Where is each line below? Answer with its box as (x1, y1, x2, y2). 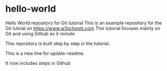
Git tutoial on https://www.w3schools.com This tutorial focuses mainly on (5, 25, 160, 31)
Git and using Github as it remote (5, 30, 75, 37)
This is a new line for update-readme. (5, 50, 85, 56)
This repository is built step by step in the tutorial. (5, 40, 110, 46)
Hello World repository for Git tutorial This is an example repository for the (5, 20, 162, 26)
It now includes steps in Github (5, 60, 71, 66)
